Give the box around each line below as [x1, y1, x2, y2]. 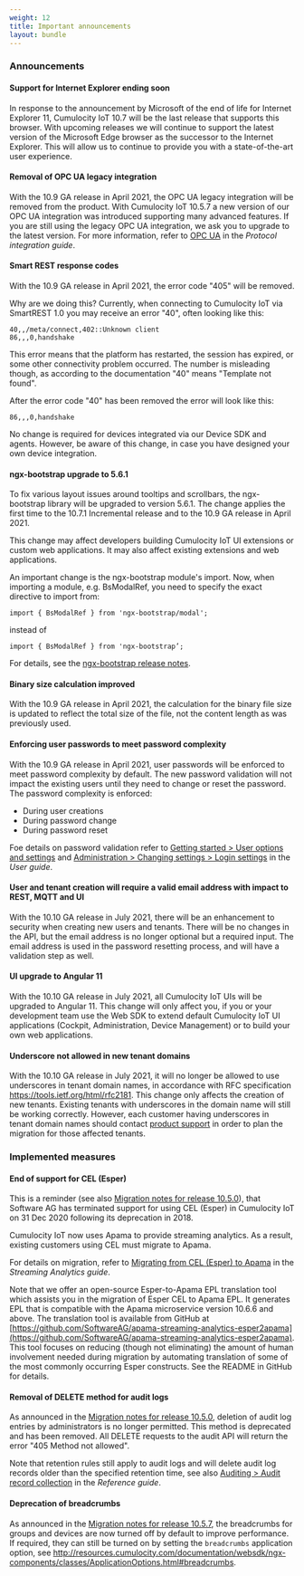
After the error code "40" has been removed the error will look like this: [9, 395, 274, 406]
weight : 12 [9, 13, 51, 23]
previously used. [9, 718, 71, 729]
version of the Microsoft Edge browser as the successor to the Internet [9, 131, 274, 142]
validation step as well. [9, 950, 95, 960]
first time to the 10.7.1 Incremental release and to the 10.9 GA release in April [9, 508, 291, 519]
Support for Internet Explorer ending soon [9, 82, 170, 93]
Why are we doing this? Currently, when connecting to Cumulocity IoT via [9, 298, 283, 309]
